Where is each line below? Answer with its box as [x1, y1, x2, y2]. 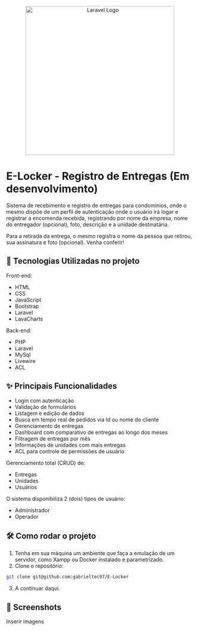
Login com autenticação [14, 397, 74, 404]
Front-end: [6, 272, 33, 279]
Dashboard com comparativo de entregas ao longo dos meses [14, 429, 168, 436]
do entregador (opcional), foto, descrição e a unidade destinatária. [6, 221, 169, 228]
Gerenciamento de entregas [14, 422, 84, 429]
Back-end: [6, 327, 32, 334]
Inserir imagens [6, 618, 45, 625]
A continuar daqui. [14, 585, 61, 592]
